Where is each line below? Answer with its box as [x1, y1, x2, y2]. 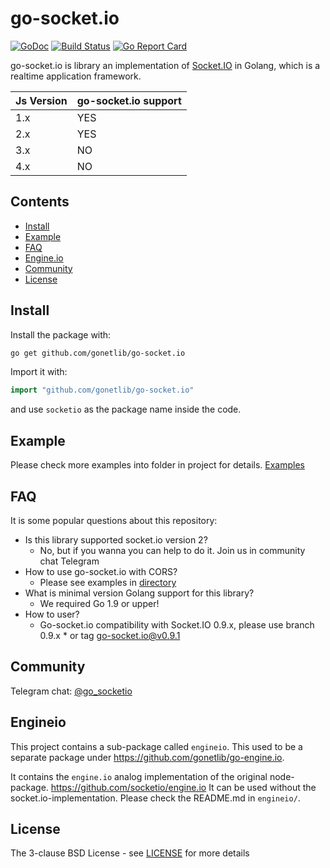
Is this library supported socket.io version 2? [24, 533, 208, 546]
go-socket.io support [76, 93, 182, 107]
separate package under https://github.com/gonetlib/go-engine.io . [10, 751, 285, 763]
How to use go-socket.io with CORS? [24, 565, 178, 577]
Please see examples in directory [39, 576, 177, 588]
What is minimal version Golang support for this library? [24, 587, 255, 599]
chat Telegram [39, 555, 100, 567]
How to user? [24, 608, 80, 620]
